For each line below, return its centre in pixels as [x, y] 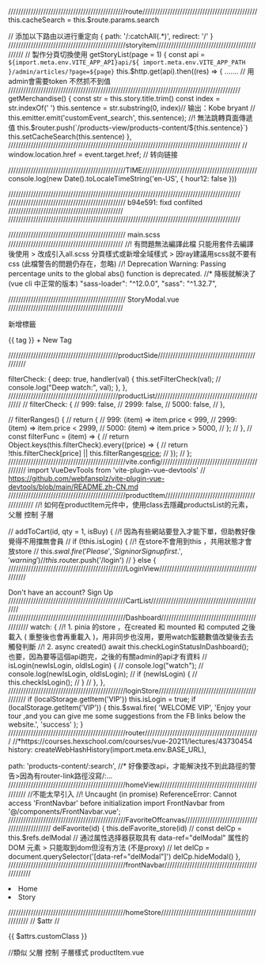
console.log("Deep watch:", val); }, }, [68, 388]
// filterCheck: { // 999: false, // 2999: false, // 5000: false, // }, [124, 404]
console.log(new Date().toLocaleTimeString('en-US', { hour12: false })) [123, 179]
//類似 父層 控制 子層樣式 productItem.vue [76, 952]
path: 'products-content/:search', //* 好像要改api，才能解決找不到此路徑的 [129, 766]
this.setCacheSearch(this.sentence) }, [70, 137]
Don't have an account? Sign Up [61, 592]
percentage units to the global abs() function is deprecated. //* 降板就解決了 [132, 274]
